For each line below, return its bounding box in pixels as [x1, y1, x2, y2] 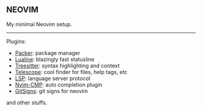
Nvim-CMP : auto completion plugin [14, 81, 102, 88]
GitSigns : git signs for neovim [14, 87, 88, 94]
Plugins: [6, 38, 26, 45]
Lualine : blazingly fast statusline [14, 55, 95, 63]
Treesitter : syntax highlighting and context [14, 62, 120, 69]
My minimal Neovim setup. [6, 20, 72, 27]
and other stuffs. [6, 98, 47, 106]
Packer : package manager [14, 49, 81, 56]
